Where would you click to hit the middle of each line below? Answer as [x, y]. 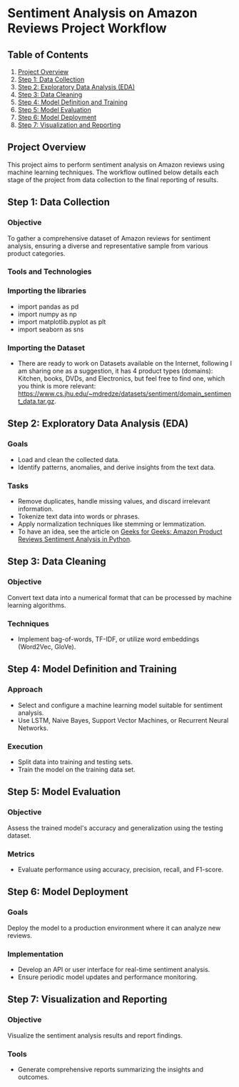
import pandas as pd [48, 306]
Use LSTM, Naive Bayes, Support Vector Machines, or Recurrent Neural [123, 720]
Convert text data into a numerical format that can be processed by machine [119, 597]
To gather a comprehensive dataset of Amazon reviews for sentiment [109, 238]
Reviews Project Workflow [87, 28]
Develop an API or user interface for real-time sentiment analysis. [114, 969]
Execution [25, 746]
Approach [25, 689]
